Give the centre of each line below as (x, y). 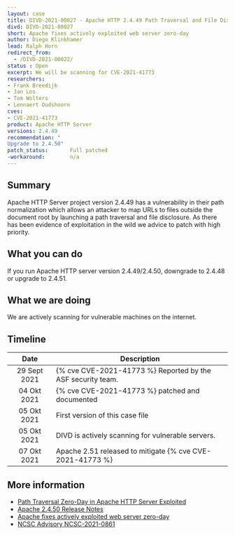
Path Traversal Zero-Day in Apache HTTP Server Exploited (102, 501)
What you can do (45, 254)
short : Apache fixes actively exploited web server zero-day (98, 33)
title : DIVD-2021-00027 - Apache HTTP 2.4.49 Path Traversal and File (112, 20)
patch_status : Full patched (58, 151)
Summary (29, 185)
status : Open (28, 66)
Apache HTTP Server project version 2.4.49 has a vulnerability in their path (116, 202)
